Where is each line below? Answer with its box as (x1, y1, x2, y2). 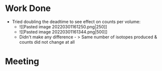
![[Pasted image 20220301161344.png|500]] (19, 29, 108, 35)
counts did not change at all (19, 39, 75, 45)
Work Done (5, 3, 51, 14)
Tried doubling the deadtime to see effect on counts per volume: (12, 19, 141, 24)
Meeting (5, 56, 40, 67)
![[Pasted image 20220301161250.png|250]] (19, 24, 107, 29)
